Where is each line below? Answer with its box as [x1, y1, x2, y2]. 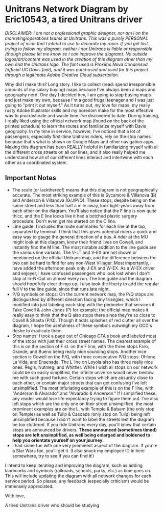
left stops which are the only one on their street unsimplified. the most [12, 401, 154, 406]
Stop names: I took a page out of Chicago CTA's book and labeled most [12, 333, 157, 339]
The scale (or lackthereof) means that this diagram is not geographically [12, 187, 158, 192]
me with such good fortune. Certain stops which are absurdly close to [12, 375, 153, 380]
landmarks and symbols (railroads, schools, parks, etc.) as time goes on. [5, 467, 152, 473]
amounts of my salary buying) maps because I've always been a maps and [5, 86, 156, 92]
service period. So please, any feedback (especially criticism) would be [5, 478, 149, 484]
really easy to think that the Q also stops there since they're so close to [12, 312, 156, 318]
